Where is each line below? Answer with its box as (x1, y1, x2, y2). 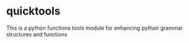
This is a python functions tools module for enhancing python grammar (6, 24, 183, 31)
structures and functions (6, 30, 68, 38)
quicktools (6, 4, 60, 18)
